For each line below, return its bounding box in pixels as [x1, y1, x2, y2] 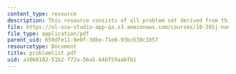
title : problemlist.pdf [7, 50, 77, 57]
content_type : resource [7, 10, 77, 18]
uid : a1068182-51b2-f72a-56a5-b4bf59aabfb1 [7, 56, 137, 63]
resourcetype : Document [7, 43, 77, 50]
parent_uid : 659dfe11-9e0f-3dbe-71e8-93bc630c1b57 [7, 37, 159, 44]
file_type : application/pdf [7, 30, 90, 37]
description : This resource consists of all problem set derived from [7, 17, 218, 24]
